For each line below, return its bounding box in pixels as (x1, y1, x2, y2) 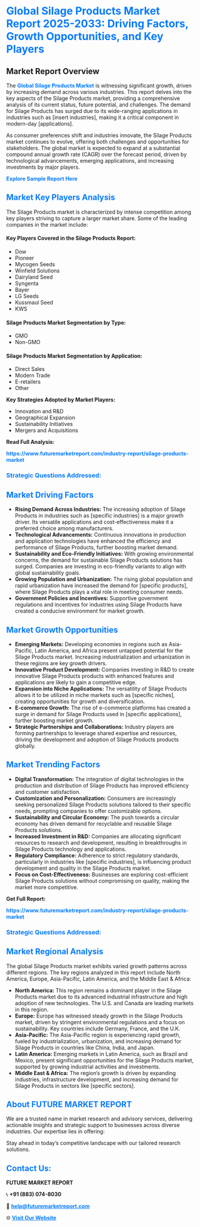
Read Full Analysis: (6, 439, 55, 446)
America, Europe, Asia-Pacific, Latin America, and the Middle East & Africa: (6, 975, 192, 982)
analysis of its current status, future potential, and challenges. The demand (6, 101, 191, 108)
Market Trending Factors (6, 760, 100, 770)
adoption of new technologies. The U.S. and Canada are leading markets (14, 999, 194, 1006)
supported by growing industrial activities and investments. (14, 1063, 161, 1070)
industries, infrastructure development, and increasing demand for (14, 1076, 179, 1083)
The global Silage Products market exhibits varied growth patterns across (6, 962, 187, 970)
